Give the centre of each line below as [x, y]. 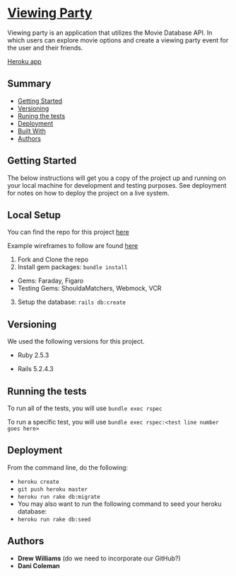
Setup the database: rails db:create [71, 302]
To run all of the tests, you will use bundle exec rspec [85, 408]
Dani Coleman [39, 565]
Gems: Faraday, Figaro [50, 281]
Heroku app [24, 61]
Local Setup [34, 215]
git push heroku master [53, 489]
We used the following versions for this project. [76, 341]
